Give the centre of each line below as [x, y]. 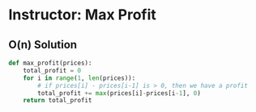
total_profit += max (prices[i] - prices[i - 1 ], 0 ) [119, 93]
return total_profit [58, 101]
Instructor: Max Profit [82, 15]
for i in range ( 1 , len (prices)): [79, 78]
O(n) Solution [43, 45]
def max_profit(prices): [50, 63]
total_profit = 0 [52, 70]
